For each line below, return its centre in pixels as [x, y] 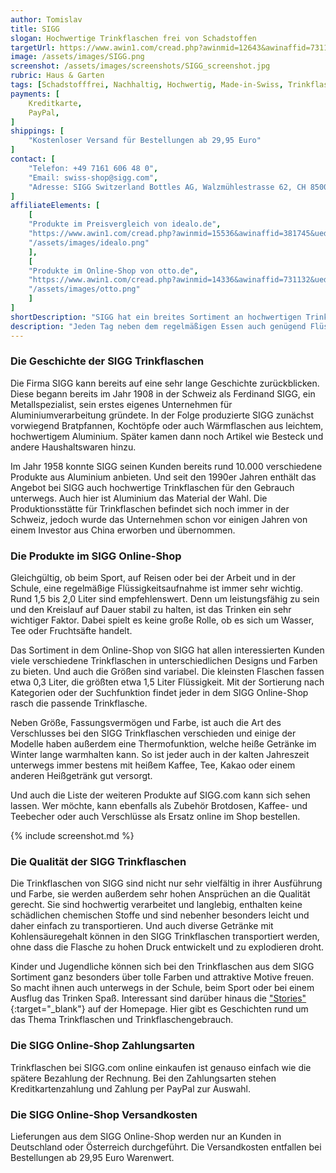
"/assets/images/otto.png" [84, 289]
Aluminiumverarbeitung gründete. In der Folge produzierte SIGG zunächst [162, 415]
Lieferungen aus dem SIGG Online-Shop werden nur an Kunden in [146, 1136]
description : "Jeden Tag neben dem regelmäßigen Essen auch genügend [158, 326]
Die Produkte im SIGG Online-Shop [96, 556]
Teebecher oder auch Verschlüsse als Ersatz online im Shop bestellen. [155, 817]
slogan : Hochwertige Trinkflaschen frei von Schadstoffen [133, 38]
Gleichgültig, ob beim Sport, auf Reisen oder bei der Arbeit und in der [153, 578]
